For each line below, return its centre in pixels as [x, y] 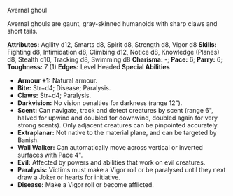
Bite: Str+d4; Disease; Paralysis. [64, 88]
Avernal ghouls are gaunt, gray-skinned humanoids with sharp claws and [112, 23]
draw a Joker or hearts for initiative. [69, 177]
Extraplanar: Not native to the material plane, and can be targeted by [117, 133]
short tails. [22, 31]
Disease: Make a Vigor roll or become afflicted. [85, 184]
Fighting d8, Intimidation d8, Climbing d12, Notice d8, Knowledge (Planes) [113, 52]
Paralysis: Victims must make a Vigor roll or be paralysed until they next [121, 170]
